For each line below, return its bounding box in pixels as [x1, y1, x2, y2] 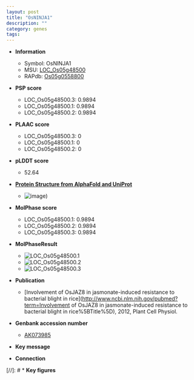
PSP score [15, 84, 42, 92]
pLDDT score [15, 157, 49, 164]
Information [15, 48, 46, 55]
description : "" [6, 20, 47, 26]
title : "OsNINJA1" [6, 15, 53, 21]
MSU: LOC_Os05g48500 [24, 66, 86, 73]
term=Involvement [24, 301, 70, 309]
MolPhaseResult [15, 241, 58, 248]
